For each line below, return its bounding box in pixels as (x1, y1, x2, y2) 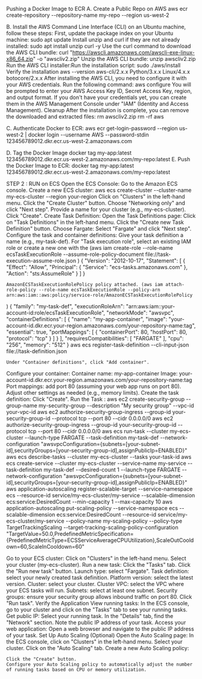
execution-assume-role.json (6, 257, 77, 264)
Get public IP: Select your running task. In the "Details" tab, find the (6, 613, 174, 619)
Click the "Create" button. (6, 656, 77, 662)
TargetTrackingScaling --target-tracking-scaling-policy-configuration (6, 524, 179, 531)
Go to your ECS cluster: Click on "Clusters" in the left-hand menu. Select (6, 555, 186, 562)
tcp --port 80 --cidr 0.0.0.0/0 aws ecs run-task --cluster (28, 428, 169, 435)
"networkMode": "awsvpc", (106, 309, 175, 316)
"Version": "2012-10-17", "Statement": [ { (84, 257, 186, 264)
